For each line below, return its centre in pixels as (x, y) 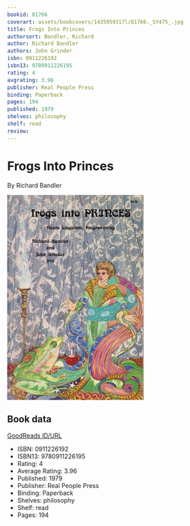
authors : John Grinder (40, 51)
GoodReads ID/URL (35, 436)
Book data (29, 419)
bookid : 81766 (28, 14)
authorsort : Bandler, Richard (51, 37)
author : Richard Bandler (43, 44)
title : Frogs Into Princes (46, 29)
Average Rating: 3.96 (47, 471)
